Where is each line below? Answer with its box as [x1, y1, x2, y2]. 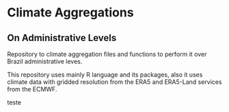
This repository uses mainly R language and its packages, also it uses [7, 70, 203, 79]
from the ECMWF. [7, 85, 57, 93]
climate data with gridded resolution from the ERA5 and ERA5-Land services [7, 78, 222, 86]
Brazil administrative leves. [7, 57, 83, 66]
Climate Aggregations [7, 5, 135, 20]
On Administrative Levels [7, 32, 117, 44]
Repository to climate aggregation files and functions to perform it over [7, 50, 207, 58]
